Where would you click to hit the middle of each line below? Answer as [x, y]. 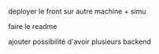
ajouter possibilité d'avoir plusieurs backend [80, 41]
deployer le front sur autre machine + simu [78, 11]
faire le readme [33, 26]
